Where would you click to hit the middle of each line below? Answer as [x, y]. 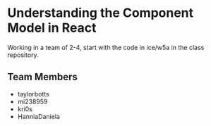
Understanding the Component [101, 13]
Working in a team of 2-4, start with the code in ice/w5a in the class [106, 47]
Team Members [42, 77]
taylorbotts [33, 94]
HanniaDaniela [38, 116]
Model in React [52, 28]
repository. [23, 55]
